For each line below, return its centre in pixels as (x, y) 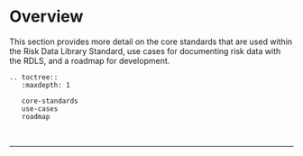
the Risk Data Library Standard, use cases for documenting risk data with (145, 50)
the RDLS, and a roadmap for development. (90, 60)
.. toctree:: (34, 77)
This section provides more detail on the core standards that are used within (151, 41)
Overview (46, 17)
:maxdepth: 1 (46, 85)
